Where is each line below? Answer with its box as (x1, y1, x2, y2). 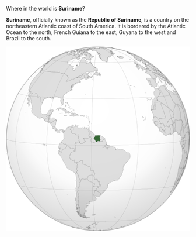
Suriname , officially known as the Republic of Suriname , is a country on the (6, 16, 190, 23)
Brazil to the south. (6, 35, 51, 42)
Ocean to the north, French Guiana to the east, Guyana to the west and (6, 29, 176, 36)
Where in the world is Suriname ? (6, 5, 86, 12)
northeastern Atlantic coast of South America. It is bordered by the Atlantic (6, 23, 185, 29)
